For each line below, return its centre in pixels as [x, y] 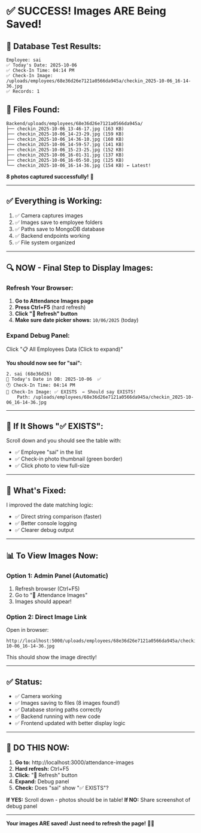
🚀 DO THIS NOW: [38, 748]
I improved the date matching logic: [50, 505]
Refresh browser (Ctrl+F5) [47, 589]
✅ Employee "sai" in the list [48, 452]
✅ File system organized [45, 242]
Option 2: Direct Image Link [47, 617]
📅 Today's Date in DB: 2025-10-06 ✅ [54, 379]
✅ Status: [25, 682]
